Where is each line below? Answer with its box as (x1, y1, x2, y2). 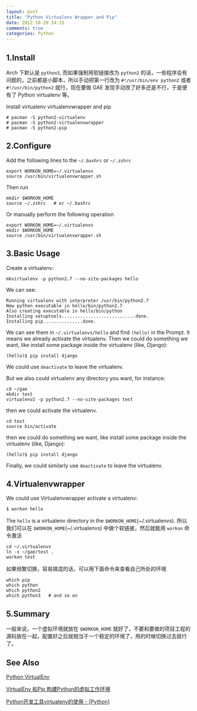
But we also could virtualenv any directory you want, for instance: (6, 374, 166, 382)
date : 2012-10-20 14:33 (6, 20, 65, 25)
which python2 (6, 587, 41, 594)
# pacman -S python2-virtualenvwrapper (6, 120, 104, 126)
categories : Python (6, 31, 54, 37)
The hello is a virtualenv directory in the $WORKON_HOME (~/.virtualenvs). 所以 (6, 517, 188, 525)
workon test (6, 554, 35, 560)
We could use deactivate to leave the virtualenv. (6, 363, 124, 370)
